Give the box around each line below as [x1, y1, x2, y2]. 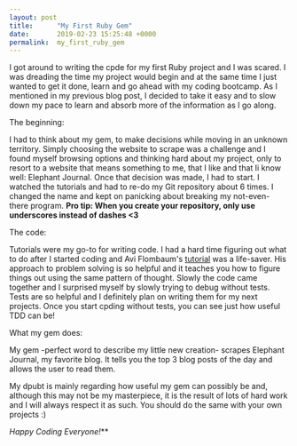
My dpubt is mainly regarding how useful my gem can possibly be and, [9, 381, 269, 392]
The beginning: [9, 117, 65, 128]
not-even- [233, 191, 270, 202]
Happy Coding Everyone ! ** [9, 426, 109, 437]
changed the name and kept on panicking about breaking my [9, 191, 232, 202]
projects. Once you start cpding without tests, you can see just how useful [9, 301, 281, 312]
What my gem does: [9, 328, 82, 338]
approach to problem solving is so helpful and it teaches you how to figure [9, 263, 281, 274]
